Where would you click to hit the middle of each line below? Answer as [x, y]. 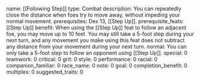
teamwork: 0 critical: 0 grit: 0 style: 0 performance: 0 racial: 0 [82, 59]
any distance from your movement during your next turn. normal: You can [96, 46]
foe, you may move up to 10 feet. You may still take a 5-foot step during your [100, 34]
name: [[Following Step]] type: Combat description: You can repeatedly [94, 9]
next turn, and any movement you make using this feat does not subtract [96, 40]
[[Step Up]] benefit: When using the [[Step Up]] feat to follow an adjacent [96, 27]
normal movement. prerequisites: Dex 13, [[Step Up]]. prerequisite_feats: [95, 21]
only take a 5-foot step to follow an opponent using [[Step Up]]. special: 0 [97, 53]
